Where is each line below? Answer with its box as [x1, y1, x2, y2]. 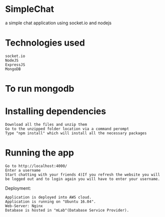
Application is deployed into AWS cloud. [5, 195, 92, 200]
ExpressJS [5, 62, 26, 67]
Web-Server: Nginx [5, 203, 43, 209]
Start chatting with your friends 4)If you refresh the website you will [5, 172, 161, 177]
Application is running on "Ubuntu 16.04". [5, 199, 96, 204]
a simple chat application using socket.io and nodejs [5, 20, 112, 26]
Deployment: [5, 185, 31, 191]
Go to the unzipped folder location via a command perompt [5, 126, 129, 131]
